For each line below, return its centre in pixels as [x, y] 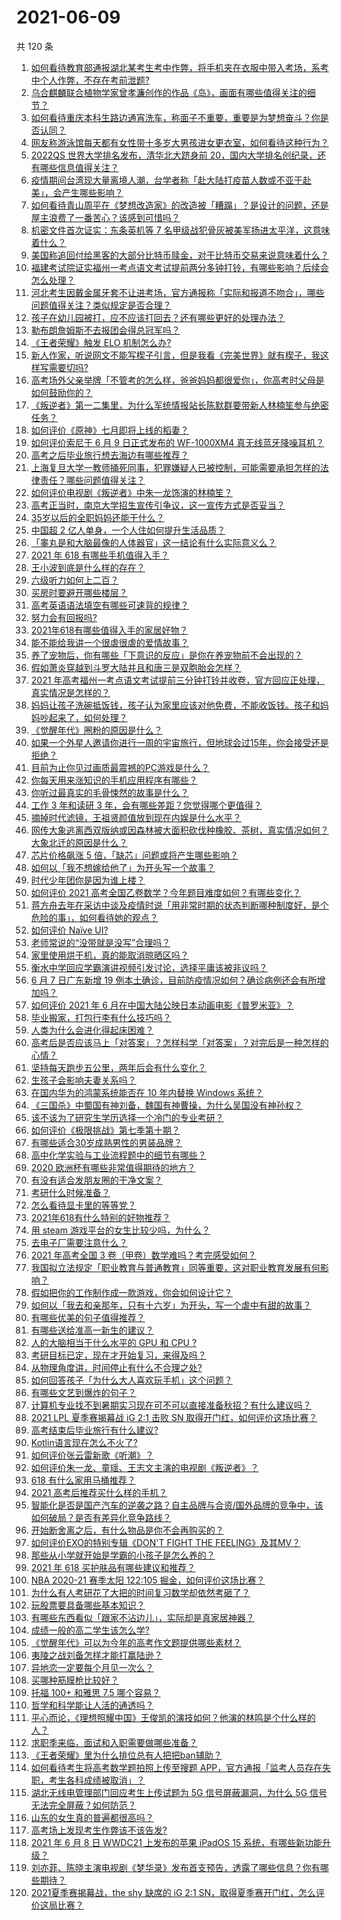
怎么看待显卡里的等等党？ [83, 1205]
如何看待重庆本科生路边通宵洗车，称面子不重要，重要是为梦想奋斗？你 [175, 117]
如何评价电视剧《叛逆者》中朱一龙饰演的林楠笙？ [131, 492]
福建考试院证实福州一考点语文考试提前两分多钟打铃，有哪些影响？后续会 [179, 267]
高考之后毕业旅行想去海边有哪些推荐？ [109, 455]
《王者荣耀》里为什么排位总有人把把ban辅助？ [126, 1755]
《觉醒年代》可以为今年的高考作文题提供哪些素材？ [136, 1642]
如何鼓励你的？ [61, 392]
